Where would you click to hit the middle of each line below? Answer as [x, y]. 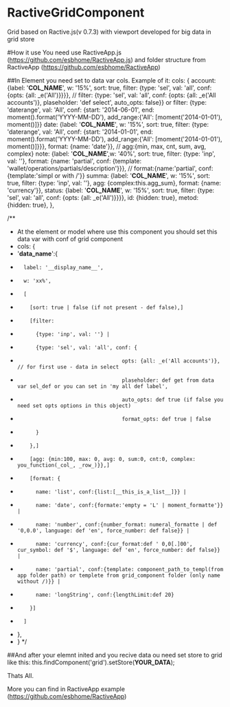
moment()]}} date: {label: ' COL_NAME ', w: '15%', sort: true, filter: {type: [108, 124]
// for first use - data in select [68, 367]
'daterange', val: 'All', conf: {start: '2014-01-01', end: [80, 132]
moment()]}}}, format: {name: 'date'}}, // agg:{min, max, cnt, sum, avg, [107, 146]
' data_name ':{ [37, 254]
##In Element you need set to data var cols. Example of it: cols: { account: [112, 80]
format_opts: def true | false [166, 419]
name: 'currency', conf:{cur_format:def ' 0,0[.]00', [114, 544]
